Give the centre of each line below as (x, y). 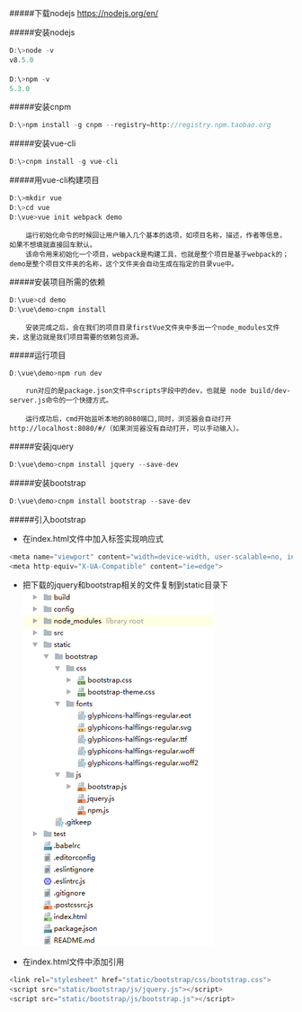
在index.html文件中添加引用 (73, 962)
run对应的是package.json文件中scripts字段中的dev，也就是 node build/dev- (158, 391)
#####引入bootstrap (48, 520)
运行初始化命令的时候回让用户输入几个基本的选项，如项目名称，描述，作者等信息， (156, 235)
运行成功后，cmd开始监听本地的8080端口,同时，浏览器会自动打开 (129, 419)
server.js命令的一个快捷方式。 (61, 401)
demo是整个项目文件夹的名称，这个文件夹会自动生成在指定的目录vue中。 (124, 264)
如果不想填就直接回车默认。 (53, 245)
